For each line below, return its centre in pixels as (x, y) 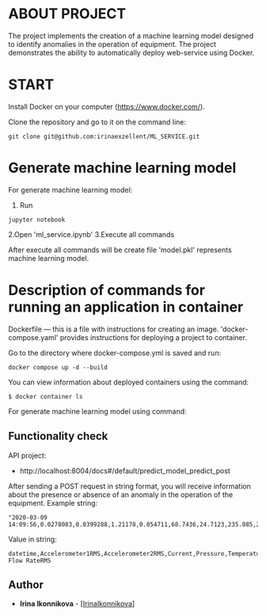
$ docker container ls (46, 396)
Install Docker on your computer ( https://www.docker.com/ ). (107, 106)
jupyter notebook (37, 220)
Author (26, 585)
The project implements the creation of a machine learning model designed (131, 36)
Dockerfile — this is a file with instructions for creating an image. (114, 329)
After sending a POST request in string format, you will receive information (129, 486)
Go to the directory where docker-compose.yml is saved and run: (115, 353)
